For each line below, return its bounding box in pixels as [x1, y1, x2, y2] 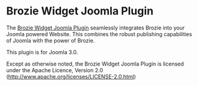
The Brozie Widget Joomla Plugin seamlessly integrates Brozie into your [6, 24, 185, 31]
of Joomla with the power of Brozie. [6, 37, 95, 44]
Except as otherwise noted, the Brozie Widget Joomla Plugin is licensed [6, 60, 184, 67]
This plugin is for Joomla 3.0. [6, 48, 78, 55]
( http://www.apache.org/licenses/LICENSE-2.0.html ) [6, 73, 137, 80]
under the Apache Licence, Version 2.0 [6, 66, 104, 73]
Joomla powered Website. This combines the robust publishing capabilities [6, 30, 193, 37]
